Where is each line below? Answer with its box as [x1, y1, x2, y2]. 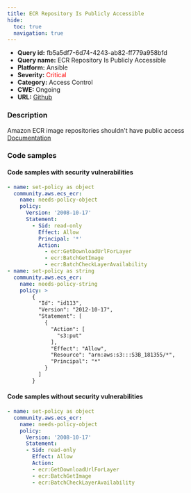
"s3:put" [56, 332, 82, 339]
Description [7, 111, 48, 120]
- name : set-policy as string [7, 268, 95, 275]
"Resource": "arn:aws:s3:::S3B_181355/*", [51, 352, 176, 359]
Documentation [7, 134, 51, 142]
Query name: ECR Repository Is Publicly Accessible [17, 56, 167, 65]
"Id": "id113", [38, 300, 82, 307]
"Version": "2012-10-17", [38, 307, 113, 314]
